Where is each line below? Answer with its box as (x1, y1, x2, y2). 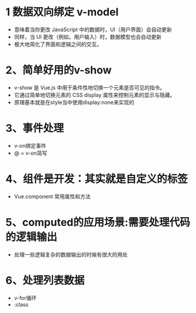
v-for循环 (14, 294, 36, 301)
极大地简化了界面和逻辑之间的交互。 (14, 41, 102, 48)
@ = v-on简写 (14, 149, 48, 156)
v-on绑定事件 (14, 142, 46, 149)
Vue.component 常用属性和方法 (14, 192, 91, 200)
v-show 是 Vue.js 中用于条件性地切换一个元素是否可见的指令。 (14, 84, 165, 91)
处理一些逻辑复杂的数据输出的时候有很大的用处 (14, 251, 128, 258)
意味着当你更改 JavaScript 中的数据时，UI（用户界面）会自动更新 (14, 26, 172, 33)
